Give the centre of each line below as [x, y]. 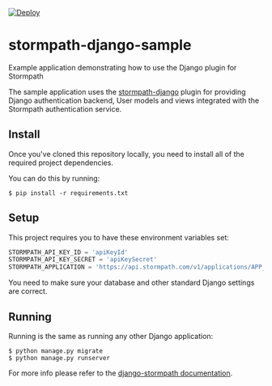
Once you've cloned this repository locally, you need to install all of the [126, 154]
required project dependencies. [61, 163]
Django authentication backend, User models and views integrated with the [134, 100]
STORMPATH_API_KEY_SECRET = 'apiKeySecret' [83, 260]
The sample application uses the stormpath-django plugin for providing [127, 91]
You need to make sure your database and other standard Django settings [132, 282]
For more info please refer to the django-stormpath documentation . [121, 373]
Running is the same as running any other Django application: [111, 336]
